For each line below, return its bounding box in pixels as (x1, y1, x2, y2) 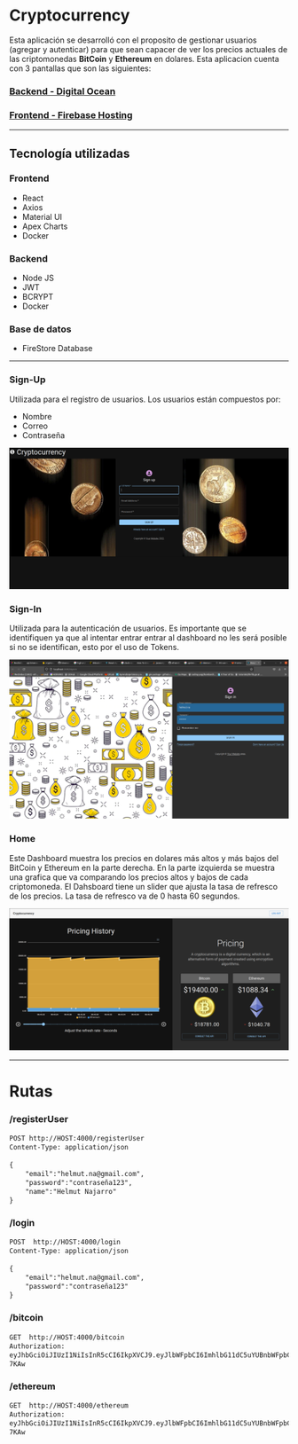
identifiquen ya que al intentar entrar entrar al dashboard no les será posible (9, 632, 287, 643)
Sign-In (9, 603, 43, 616)
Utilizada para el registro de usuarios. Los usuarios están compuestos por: (9, 394, 281, 404)
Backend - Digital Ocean (9, 85, 116, 98)
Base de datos (9, 323, 72, 335)
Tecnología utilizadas (9, 145, 130, 161)
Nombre (21, 411, 52, 421)
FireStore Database (21, 343, 93, 354)
